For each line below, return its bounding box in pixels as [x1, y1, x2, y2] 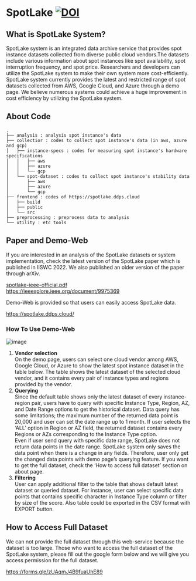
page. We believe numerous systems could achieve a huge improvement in [6, 89, 187, 95]
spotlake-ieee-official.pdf [6, 281, 68, 288]
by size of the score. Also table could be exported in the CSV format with [14, 499, 191, 506]
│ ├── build [6, 199, 41, 205]
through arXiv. [6, 270, 40, 277]
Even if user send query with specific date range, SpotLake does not [14, 437, 180, 444]
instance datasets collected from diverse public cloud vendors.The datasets [6, 51, 189, 58]
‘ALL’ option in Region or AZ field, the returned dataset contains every [14, 424, 183, 431]
